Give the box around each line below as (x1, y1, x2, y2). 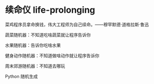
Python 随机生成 (5, 73, 38, 79)
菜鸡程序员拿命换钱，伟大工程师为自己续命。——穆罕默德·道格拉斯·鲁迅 (5, 21, 149, 27)
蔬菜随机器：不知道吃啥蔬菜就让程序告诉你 (5, 32, 91, 38)
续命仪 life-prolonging (5, 4, 95, 16)
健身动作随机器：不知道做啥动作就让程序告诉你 (5, 52, 99, 59)
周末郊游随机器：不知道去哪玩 (5, 63, 65, 69)
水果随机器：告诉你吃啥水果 (5, 42, 61, 48)
